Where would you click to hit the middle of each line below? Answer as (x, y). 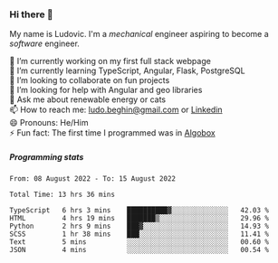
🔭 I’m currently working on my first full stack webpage (110, 61)
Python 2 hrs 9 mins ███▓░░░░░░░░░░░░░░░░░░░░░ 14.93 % (139, 226)
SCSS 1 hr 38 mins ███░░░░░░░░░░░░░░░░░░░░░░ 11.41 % (139, 234)
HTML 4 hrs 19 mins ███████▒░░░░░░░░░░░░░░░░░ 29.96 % (139, 219)
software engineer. (44, 43)
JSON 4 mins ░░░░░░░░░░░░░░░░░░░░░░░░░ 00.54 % (139, 250)
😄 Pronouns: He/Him (49, 123)
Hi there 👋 (32, 14)
